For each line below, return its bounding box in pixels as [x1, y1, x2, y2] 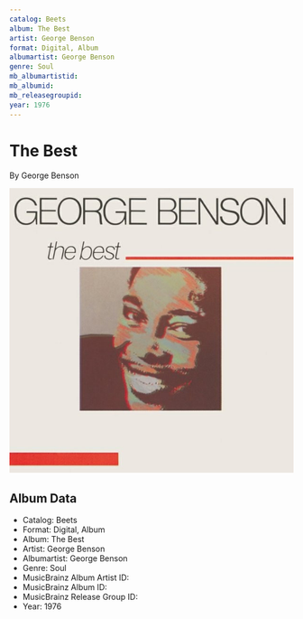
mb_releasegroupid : [9, 90, 83, 99]
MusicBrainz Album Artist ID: [22, 572, 130, 583]
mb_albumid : [9, 81, 54, 90]
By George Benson [9, 170, 79, 181]
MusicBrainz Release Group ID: [22, 592, 138, 603]
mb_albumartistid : [9, 72, 78, 81]
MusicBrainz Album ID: [22, 582, 108, 593]
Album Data [9, 491, 78, 506]
